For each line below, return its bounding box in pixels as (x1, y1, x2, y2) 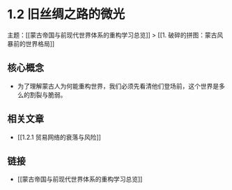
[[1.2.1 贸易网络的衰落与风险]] (17, 133, 101, 141)
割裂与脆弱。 (29, 90, 67, 98)
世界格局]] (25, 39, 55, 47)
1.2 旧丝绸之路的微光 (7, 6, 125, 22)
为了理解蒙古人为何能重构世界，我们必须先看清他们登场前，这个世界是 (17, 82, 219, 90)
